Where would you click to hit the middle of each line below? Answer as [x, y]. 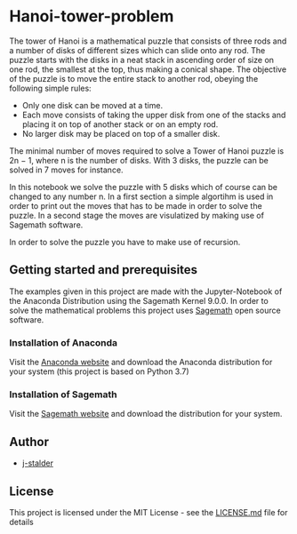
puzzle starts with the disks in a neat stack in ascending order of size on [141, 60]
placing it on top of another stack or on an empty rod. [120, 124]
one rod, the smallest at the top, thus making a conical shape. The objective [148, 69]
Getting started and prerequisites [104, 270]
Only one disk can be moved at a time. [92, 105]
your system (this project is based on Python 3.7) [99, 371]
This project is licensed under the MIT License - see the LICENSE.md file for [148, 512]
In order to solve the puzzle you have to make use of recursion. [125, 242]
